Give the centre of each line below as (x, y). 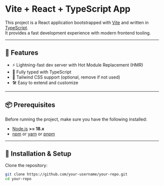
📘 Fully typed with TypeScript (42, 72)
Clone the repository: (26, 165)
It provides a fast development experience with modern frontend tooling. (78, 33)
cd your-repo (18, 179)
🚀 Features (22, 53)
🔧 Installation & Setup (38, 154)
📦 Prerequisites (30, 105)
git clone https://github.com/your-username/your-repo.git (66, 174)
